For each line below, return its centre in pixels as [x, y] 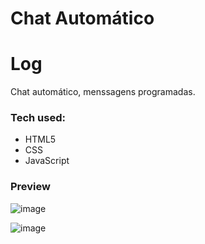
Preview [30, 187]
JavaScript [47, 161]
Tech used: [38, 118]
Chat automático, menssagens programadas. [103, 92]
